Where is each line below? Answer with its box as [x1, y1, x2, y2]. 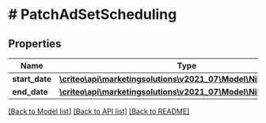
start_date [12, 73, 52, 84]
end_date [12, 87, 49, 97]
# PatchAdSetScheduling [8, 6, 177, 24]
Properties [8, 37, 62, 50]
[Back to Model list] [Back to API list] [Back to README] [8, 106, 190, 116]
